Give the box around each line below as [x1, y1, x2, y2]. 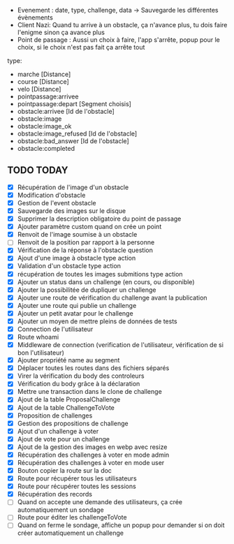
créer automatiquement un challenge [17, 529, 124, 537]
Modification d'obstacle [17, 191, 86, 199]
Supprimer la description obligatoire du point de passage [17, 214, 182, 223]
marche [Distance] [17, 70, 71, 78]
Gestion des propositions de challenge [17, 419, 129, 427]
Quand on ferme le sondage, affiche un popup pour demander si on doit [17, 521, 225, 529]
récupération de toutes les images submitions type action [17, 270, 183, 278]
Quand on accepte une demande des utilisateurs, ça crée [17, 498, 183, 506]
